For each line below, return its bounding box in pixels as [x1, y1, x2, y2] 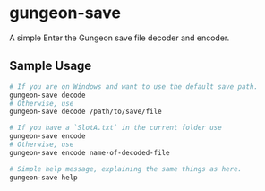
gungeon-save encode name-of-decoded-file [9, 148, 170, 157]
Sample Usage [9, 58, 92, 74]
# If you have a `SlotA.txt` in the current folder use [9, 124, 222, 133]
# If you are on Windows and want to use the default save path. [9, 82, 258, 91]
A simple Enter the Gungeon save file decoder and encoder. [9, 32, 230, 43]
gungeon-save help [9, 173, 78, 182]
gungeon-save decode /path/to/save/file [9, 107, 163, 117]
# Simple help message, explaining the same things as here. [9, 164, 243, 173]
